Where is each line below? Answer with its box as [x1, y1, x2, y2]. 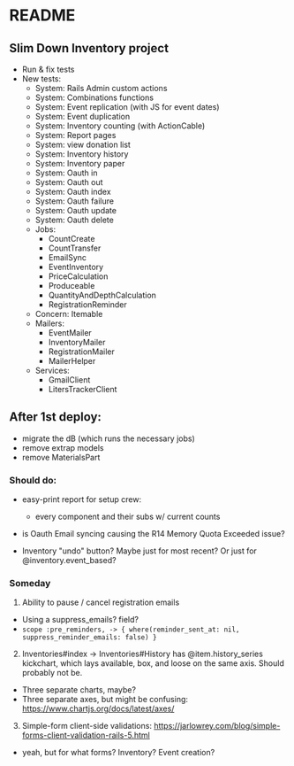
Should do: [9, 474, 57, 486]
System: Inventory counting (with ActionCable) [34, 120, 206, 131]
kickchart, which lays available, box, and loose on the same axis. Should [21, 658, 284, 669]
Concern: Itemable [34, 309, 103, 319]
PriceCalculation [48, 271, 109, 282]
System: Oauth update [34, 205, 117, 215]
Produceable [48, 281, 95, 290]
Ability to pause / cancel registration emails [21, 597, 180, 607]
